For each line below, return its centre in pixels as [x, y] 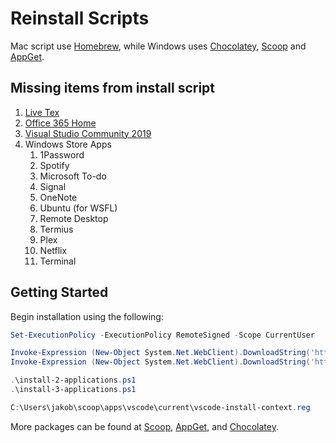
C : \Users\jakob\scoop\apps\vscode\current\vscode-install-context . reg [160, 407]
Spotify [54, 165]
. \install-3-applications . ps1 [73, 390]
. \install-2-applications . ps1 [73, 380]
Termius [56, 229]
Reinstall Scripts [80, 18]
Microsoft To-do [73, 176]
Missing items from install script [113, 88]
